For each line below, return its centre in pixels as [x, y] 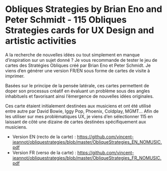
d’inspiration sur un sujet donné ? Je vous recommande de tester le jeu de [81, 60]
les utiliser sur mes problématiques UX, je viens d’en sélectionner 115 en [79, 116]
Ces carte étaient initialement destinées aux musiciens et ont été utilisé [78, 106]
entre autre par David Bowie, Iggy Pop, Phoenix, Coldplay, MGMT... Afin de [82, 111]
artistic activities [41, 41]
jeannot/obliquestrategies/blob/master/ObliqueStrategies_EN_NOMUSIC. [87, 142]
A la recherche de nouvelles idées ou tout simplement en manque [73, 55]
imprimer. [15, 76]
